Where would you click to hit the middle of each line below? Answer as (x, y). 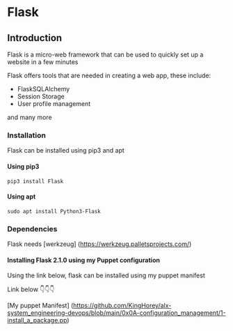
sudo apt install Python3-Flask (54, 211)
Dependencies (32, 229)
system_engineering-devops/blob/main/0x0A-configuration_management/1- (116, 313)
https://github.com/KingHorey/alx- (122, 306)
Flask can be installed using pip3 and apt (66, 151)
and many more (30, 117)
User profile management (54, 104)
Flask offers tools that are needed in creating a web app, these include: (109, 75)
